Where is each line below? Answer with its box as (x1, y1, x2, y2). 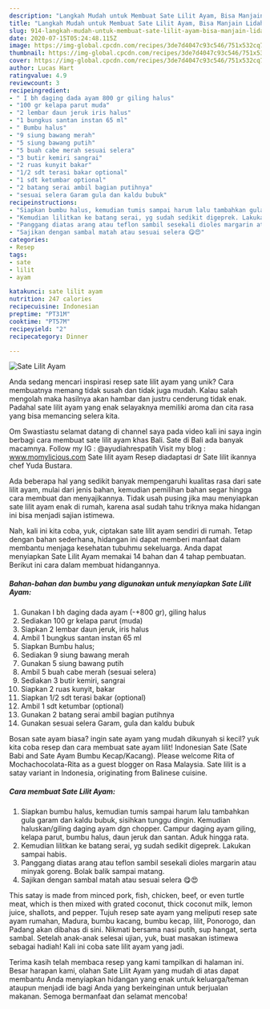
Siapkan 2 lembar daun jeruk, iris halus (20, 624, 149, 635)
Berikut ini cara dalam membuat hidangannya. (9, 560, 161, 570)
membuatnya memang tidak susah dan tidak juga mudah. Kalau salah (9, 386, 238, 395)
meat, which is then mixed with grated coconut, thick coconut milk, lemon (9, 899, 253, 909)
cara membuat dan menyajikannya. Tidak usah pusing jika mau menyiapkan (9, 493, 259, 503)
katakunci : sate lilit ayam (9, 288, 103, 296)
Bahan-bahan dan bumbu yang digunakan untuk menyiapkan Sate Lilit (9, 578, 252, 588)
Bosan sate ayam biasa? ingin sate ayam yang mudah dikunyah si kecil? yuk (9, 734, 260, 744)
